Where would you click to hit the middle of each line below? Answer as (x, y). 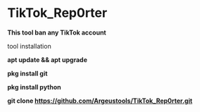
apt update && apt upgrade (48, 60)
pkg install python (34, 87)
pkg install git (27, 73)
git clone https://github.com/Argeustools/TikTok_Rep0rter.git (100, 101)
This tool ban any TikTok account (57, 32)
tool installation (29, 46)
